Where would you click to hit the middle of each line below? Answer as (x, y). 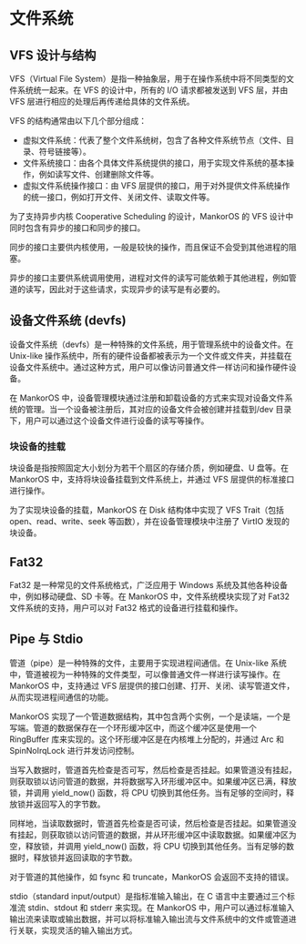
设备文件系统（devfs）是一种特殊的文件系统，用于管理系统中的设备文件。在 (152, 344)
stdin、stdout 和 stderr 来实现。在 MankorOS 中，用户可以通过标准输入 (161, 908)
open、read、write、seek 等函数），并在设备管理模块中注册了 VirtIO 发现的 (149, 522)
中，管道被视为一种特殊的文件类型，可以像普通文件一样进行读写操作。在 (145, 674)
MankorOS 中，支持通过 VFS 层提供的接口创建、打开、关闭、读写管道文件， (152, 685)
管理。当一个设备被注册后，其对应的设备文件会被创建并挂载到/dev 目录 (158, 409)
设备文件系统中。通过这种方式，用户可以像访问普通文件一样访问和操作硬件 (149, 367)
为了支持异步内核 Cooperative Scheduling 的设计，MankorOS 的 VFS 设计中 (152, 216)
